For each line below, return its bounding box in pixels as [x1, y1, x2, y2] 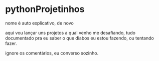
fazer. [5, 40, 17, 46]
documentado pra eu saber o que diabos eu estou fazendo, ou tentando [5, 35, 154, 41]
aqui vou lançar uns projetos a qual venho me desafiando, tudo [5, 29, 135, 35]
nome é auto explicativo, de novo [5, 20, 74, 26]
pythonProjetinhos [5, 3, 85, 15]
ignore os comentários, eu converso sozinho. [5, 50, 99, 56]
